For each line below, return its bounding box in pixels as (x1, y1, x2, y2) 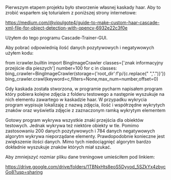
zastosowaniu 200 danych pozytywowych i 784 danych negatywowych (5, 128, 155, 134)
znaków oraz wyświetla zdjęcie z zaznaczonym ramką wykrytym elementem (5, 107, 166, 113)
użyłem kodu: (5, 50, 34, 56)
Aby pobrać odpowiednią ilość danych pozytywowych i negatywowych (5, 45, 154, 50)
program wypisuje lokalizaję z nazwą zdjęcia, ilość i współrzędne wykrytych (5, 102, 165, 108)
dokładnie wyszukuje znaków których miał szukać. (5, 144, 111, 150)
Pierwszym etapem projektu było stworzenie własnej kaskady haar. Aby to (5, 5, 161, 10)
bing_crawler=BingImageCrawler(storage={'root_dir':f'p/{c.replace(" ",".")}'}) (5, 70, 166, 77)
